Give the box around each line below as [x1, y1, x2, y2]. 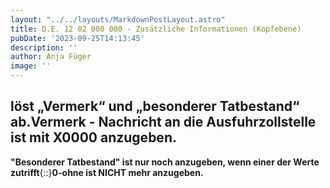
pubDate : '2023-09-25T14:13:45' [10, 33, 145, 43]
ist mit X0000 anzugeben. [10, 129, 177, 146]
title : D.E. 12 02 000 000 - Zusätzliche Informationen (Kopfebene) [10, 24, 302, 34]
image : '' [10, 61, 52, 71]
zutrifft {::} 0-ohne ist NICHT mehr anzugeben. [10, 166, 204, 178]
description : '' [10, 42, 78, 53]
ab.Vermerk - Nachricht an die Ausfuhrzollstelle [10, 114, 317, 131]
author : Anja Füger [10, 52, 92, 62]
